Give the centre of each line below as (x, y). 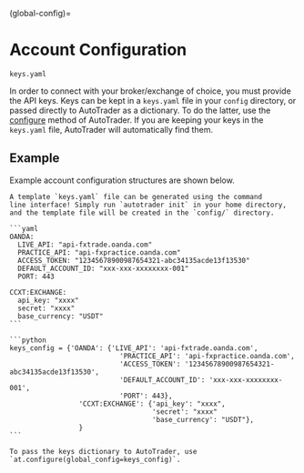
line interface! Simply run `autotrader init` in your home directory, (148, 205)
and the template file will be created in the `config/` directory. (142, 213)
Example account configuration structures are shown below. (122, 180)
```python (28, 340)
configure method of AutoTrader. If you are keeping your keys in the (137, 120)
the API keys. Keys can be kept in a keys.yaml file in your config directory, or (153, 100)
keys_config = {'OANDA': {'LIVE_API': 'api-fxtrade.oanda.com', (134, 348)
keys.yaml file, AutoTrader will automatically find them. (111, 129)
